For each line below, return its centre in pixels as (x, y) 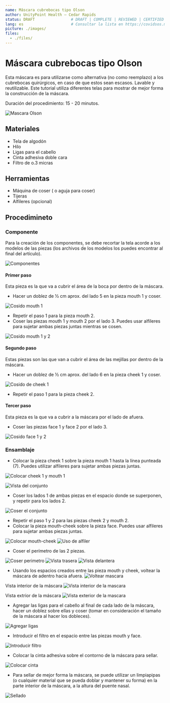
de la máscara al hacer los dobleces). (52, 616)
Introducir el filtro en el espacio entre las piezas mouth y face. (77, 636)
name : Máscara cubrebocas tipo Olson (45, 10)
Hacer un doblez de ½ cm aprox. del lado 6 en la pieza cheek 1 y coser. (87, 374)
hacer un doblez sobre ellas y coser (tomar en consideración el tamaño (87, 611)
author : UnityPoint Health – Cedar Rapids (51, 15)
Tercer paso (18, 406)
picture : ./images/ (26, 29)
